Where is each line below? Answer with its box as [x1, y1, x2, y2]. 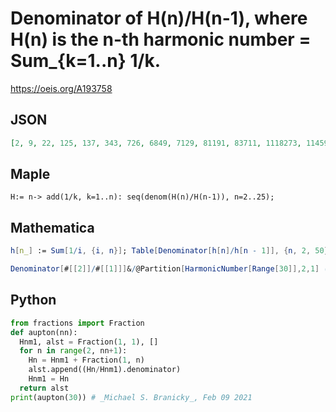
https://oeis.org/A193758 [10, 82, 113, 94]
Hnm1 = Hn [28, 374, 70, 384]
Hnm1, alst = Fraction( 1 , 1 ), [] [19, 337, 159, 347]
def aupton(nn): [10, 327, 78, 337]
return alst [19, 383, 70, 393]
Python [10, 292, 57, 309]
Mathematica [10, 219, 95, 236]
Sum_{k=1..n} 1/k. [10, 50, 162, 72]
